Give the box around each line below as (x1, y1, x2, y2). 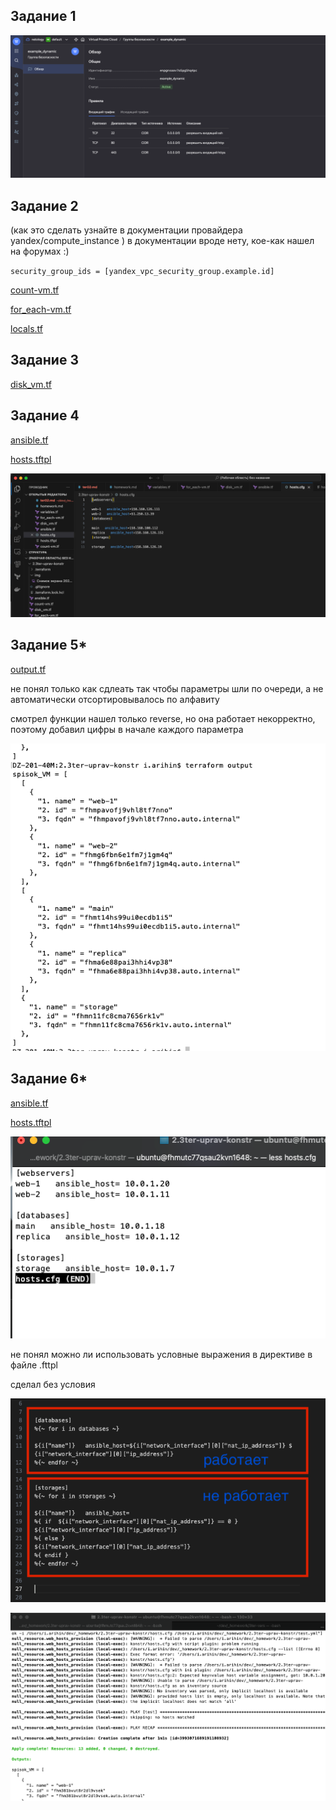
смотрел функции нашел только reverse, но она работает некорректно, (10, 712, 316, 724)
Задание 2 (10, 197, 79, 214)
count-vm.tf (10, 284, 60, 296)
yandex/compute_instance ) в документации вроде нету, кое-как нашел (10, 235, 315, 246)
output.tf (10, 663, 47, 675)
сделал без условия (10, 1378, 96, 1390)
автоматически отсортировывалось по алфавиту (10, 693, 220, 705)
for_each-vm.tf (10, 304, 72, 315)
